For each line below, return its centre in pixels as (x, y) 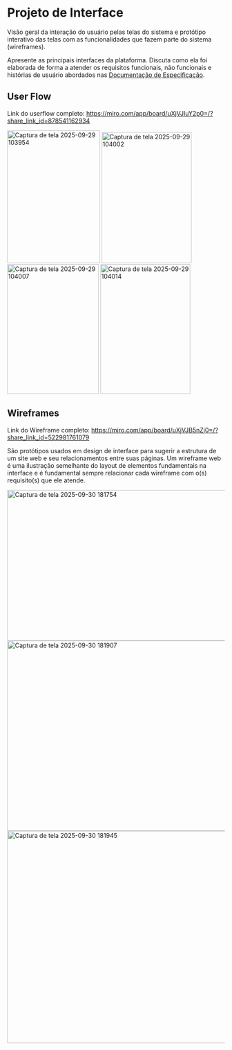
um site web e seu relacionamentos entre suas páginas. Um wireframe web (114, 458)
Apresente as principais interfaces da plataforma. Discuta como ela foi (107, 60)
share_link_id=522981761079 (48, 437)
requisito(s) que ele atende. (46, 480)
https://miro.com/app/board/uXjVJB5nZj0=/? (155, 430)
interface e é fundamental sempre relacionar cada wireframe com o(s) (107, 473)
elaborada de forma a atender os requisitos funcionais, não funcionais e (109, 67)
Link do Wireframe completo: (48, 430)
